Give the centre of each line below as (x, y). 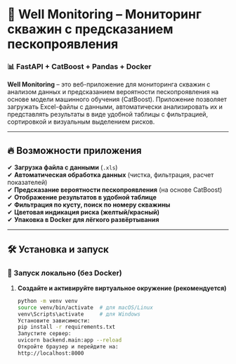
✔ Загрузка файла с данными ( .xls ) (63, 167)
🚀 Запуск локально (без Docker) (65, 273)
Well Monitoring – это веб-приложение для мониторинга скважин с (109, 84)
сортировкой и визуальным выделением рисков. (81, 122)
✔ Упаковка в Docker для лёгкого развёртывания (83, 220)
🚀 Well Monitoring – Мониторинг (105, 14)
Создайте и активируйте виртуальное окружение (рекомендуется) (122, 288)
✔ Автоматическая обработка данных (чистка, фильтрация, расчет (111, 175)
